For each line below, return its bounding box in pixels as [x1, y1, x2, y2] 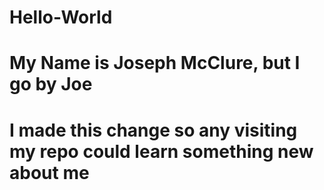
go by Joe [9, 73, 93, 96]
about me [9, 161, 90, 184]
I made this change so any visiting [9, 119, 298, 141]
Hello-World [9, 6, 113, 29]
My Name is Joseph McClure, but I [9, 52, 301, 75]
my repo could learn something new [9, 140, 314, 163]
